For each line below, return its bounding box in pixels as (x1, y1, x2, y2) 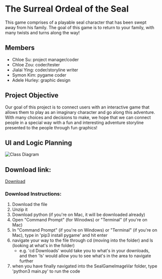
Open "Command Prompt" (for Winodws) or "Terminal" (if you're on (12, 217, 148, 223)
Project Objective (5, 91, 59, 100)
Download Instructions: (5, 190, 62, 197)
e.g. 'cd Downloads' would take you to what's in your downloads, (19, 248, 150, 254)
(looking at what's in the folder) (12, 243, 75, 248)
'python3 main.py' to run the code (12, 268, 81, 274)
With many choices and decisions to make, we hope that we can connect (5, 114, 151, 120)
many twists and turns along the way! (5, 30, 80, 35)
